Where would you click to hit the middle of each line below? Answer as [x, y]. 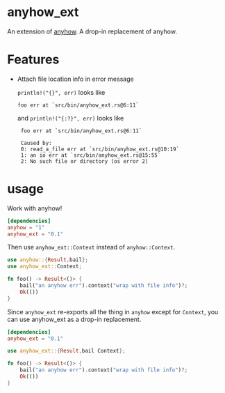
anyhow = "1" [26, 227]
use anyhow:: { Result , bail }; [48, 260]
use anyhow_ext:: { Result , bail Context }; [67, 351]
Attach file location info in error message [75, 79]
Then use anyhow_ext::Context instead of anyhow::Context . [91, 247]
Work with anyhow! [35, 208]
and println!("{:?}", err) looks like [70, 118]
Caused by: [36, 143]
